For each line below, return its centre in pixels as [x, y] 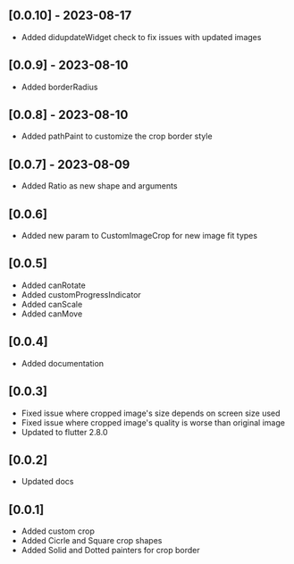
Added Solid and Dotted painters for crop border [110, 551]
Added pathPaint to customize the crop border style [117, 136]
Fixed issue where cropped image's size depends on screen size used [151, 413]
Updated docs [47, 482]
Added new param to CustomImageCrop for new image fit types [139, 236]
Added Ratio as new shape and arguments [99, 186]
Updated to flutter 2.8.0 [64, 432]
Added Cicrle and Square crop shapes [92, 541]
